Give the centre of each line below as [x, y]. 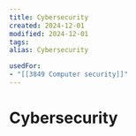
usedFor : [25, 66]
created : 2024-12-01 [47, 26]
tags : [19, 42]
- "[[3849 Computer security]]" [68, 75]
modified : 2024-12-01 [49, 34]
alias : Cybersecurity [49, 50]
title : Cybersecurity [49, 17]
